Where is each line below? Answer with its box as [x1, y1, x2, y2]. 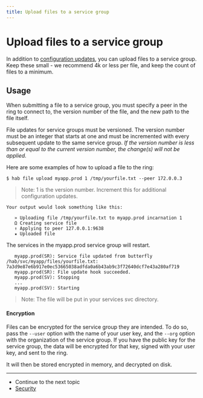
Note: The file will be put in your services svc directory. [21, 295, 159, 303]
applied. [6, 152, 27, 160]
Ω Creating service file [14, 220, 77, 226]
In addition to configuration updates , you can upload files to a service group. [6, 55, 197, 62]
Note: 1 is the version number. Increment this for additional [21, 186, 167, 194]
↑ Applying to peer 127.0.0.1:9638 [14, 226, 104, 232]
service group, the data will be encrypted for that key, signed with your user [6, 342, 195, 349]
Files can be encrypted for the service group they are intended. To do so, [6, 323, 188, 331]
